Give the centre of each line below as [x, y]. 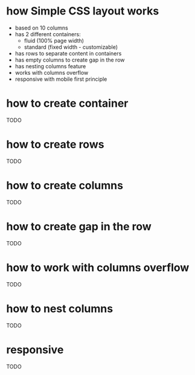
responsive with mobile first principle [61, 79]
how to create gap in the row [79, 226]
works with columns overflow [52, 72]
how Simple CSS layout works [83, 11]
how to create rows [55, 144]
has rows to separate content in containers [68, 53]
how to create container [67, 103]
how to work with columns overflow [98, 267]
